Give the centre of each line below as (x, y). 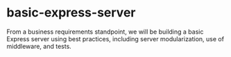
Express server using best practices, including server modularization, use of (115, 38)
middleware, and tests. (39, 46)
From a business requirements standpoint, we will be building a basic (105, 32)
